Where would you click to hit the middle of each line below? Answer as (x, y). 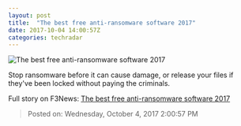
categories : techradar (45, 37)
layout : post (30, 15)
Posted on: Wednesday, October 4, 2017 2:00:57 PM (113, 114)
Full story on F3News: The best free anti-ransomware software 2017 (119, 98)
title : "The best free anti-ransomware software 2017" (102, 23)
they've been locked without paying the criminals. (89, 83)
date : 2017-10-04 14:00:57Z (55, 30)
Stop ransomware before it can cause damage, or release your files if (121, 75)
